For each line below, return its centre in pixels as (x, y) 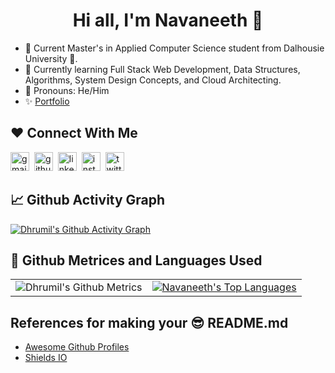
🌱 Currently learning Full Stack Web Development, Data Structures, (162, 69)
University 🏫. (51, 58)
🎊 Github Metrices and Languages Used (136, 260)
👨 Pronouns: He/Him (67, 90)
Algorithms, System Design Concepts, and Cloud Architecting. (153, 80)
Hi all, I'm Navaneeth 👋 (168, 20)
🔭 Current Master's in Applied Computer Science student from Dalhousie (174, 48)
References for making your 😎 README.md (149, 322)
